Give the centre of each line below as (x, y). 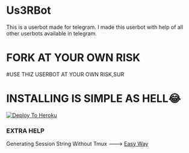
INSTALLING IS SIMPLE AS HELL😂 (94, 99)
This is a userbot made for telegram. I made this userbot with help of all (95, 27)
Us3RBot (29, 10)
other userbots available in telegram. (52, 33)
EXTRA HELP (26, 131)
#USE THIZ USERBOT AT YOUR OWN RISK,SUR (65, 74)
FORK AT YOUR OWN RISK (73, 58)
